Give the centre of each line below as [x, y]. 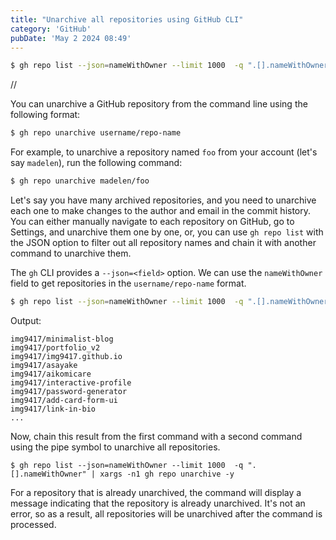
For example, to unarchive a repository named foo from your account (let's [164, 152]
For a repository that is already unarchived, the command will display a [156, 492]
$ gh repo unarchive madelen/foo [80, 181]
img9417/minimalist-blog [62, 339]
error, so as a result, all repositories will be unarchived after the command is [166, 513]
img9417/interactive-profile [71, 382]
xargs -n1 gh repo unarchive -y [167, 474]
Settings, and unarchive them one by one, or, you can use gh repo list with [167, 232]
